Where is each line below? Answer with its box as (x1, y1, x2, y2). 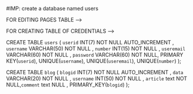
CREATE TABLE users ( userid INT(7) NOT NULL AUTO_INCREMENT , (6, 39, 175, 46)
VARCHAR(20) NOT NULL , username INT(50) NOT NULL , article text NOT (6, 75, 187, 82)
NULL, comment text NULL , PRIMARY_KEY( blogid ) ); (6, 81, 130, 88)
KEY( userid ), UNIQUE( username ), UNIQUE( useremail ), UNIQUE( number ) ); (6, 58, 181, 64)
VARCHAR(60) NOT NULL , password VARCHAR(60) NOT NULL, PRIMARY (6, 51, 184, 58)
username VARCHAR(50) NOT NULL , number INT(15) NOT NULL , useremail (6, 45, 186, 52)
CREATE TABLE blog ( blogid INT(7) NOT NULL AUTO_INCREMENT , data (6, 69, 184, 75)
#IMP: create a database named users (6, 5, 99, 12)
